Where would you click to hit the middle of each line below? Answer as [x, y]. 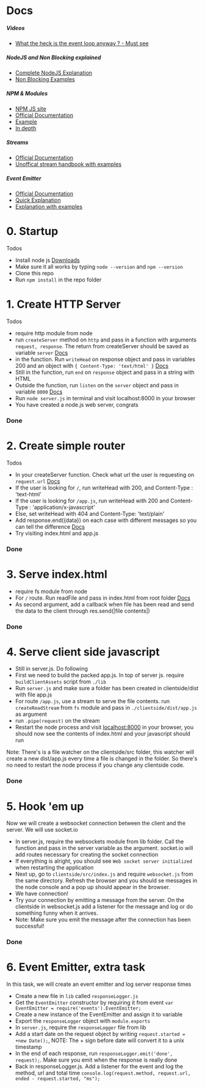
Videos [16, 28]
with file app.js [34, 695]
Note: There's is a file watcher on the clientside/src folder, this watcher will [100, 752]
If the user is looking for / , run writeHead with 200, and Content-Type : [104, 488]
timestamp [28, 1047]
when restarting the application [54, 868]
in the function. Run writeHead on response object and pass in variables [105, 359]
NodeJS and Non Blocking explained [54, 57]
